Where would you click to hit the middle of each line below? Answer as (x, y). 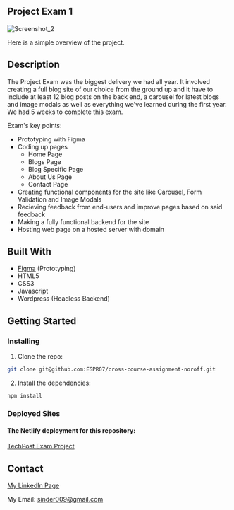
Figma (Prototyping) (47, 269)
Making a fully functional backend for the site (83, 221)
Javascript (33, 291)
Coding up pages (43, 146)
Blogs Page (45, 161)
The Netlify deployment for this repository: (72, 430)
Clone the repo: (40, 357)
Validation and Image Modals (60, 199)
